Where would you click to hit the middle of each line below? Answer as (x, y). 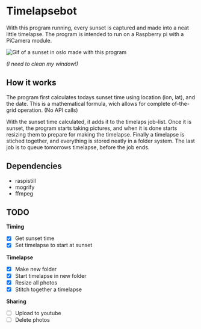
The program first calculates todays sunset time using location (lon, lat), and (101, 97)
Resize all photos (36, 282)
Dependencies (34, 166)
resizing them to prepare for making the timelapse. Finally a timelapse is (95, 134)
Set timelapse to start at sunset (54, 245)
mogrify (25, 187)
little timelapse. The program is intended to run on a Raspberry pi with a (95, 34)
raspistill (25, 180)
